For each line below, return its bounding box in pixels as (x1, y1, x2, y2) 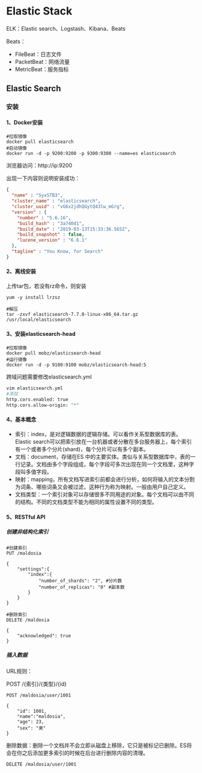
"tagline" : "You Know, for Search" (11, 248, 103, 254)
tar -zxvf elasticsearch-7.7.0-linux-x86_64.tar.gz (6, 312, 138, 318)
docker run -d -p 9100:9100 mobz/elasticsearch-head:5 (6, 362, 147, 368)
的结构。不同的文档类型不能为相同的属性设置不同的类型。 (14, 498, 158, 505)
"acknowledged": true (17, 633, 71, 639)
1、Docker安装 (6, 119, 43, 126)
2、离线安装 (6, 268, 36, 275)
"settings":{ (17, 566, 50, 572)
